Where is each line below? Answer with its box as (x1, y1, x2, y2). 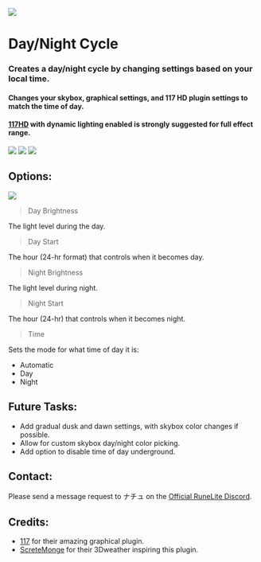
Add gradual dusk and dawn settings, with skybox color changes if (19, 421, 239, 431)
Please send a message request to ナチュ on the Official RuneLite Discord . (8, 492, 252, 502)
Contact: (8, 470, 53, 483)
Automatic (19, 360, 54, 369)
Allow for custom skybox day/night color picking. (19, 438, 181, 447)
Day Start (27, 236, 59, 246)
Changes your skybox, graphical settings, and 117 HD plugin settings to (8, 92, 248, 103)
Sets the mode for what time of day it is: (8, 345, 139, 354)
